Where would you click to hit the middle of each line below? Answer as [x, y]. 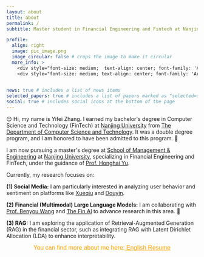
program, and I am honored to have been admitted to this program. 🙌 [92, 138]
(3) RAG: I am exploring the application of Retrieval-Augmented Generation [100, 223]
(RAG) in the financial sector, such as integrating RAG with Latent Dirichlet [99, 229]
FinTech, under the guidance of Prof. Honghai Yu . [68, 163]
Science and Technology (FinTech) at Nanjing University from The [89, 125]
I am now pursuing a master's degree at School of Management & [88, 150]
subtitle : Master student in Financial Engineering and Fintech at [93, 29]
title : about [23, 18]
